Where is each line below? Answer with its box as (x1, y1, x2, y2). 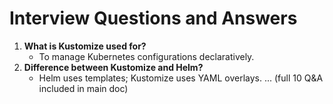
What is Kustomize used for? (23, 40, 147, 52)
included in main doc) (38, 82, 129, 94)
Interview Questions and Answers (9, 7, 298, 30)
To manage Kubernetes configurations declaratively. (38, 50, 255, 62)
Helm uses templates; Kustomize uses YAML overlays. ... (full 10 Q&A (38, 72, 324, 84)
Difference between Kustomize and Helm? (23, 61, 204, 73)
